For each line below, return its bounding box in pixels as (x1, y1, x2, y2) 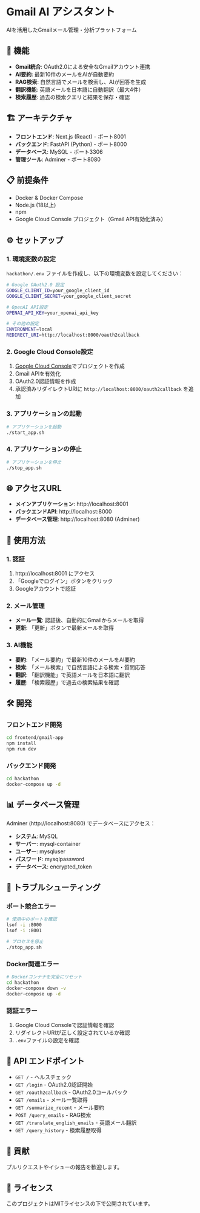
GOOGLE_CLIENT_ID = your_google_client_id (6, 287, 110, 294)
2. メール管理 (6, 602, 45, 610)
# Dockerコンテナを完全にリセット (6, 974, 82, 980)
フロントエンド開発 (6, 720, 62, 729)
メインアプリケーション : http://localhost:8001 (15, 500, 128, 507)
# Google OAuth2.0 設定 (6, 282, 65, 288)
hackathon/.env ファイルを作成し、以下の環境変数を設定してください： (6, 270, 184, 277)
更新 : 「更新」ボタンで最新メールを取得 (15, 624, 114, 631)
